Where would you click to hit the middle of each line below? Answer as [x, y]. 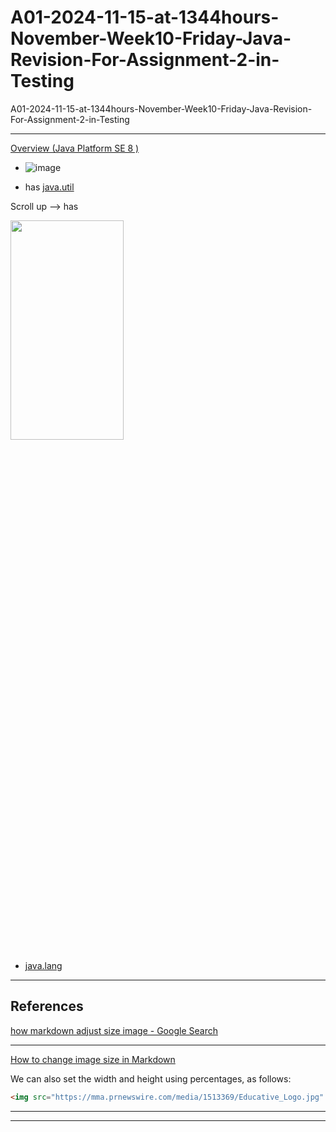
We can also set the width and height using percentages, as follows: [151, 1078]
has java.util [49, 187]
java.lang [43, 965]
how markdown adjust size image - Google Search [114, 1030]
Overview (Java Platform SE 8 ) [75, 148]
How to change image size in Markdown [93, 1059]
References [47, 1006]
